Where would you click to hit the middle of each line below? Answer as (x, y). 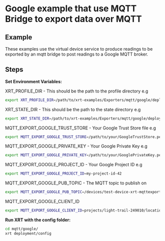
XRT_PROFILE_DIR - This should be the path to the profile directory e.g (77, 91)
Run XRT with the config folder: (38, 220)
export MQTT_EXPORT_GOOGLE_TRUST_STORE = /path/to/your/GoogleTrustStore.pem (84, 137)
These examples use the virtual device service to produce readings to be (79, 49)
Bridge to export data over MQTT (74, 19)
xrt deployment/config (28, 233)
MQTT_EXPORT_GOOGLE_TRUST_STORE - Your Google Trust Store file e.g (81, 128)
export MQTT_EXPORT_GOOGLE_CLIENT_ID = (45, 211)
